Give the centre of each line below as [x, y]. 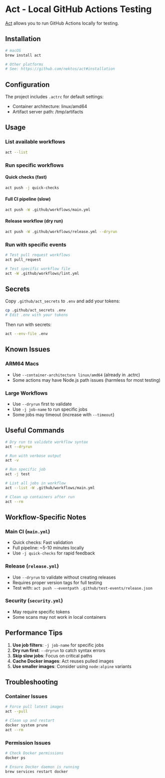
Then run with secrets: [28, 324]
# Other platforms [24, 64]
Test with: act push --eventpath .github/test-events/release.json [82, 588]
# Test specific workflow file [38, 269]
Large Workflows [26, 393]
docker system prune [27, 725]
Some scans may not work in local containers [59, 617]
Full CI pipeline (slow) [28, 199]
